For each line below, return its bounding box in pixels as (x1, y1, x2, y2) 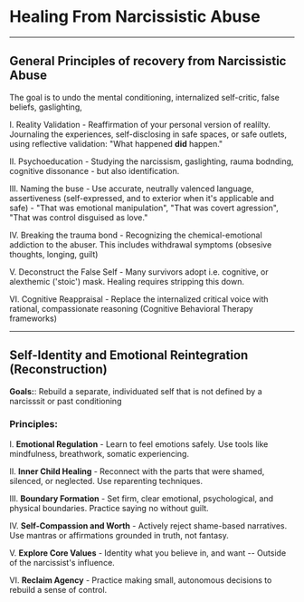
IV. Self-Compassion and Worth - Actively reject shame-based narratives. (9, 519, 288, 531)
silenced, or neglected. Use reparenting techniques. (9, 475, 204, 486)
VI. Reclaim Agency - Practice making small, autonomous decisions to (9, 574, 272, 586)
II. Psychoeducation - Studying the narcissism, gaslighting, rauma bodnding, (9, 156, 294, 167)
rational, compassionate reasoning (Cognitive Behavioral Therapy (9, 303, 253, 314)
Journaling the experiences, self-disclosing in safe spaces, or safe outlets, (9, 129, 288, 140)
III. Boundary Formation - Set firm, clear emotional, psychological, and (9, 492, 274, 504)
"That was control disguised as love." (9, 211, 148, 223)
